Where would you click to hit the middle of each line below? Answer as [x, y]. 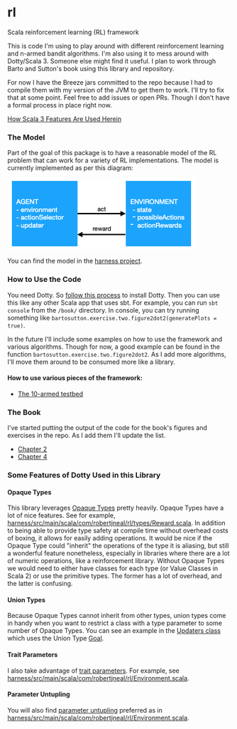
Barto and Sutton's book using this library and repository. [91, 68]
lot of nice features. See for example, [61, 515]
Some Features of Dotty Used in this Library [84, 475]
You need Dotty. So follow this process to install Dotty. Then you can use [114, 295]
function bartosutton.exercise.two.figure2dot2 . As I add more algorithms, [117, 354]
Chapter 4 [32, 457]
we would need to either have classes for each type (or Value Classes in [113, 568]
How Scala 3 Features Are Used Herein [65, 119]
